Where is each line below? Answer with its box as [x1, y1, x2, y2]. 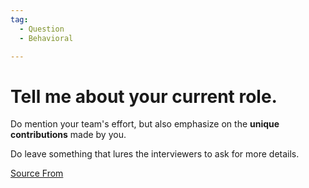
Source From [10, 167, 64, 180]
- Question [19, 24, 65, 34]
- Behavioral [19, 33, 74, 43]
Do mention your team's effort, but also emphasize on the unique [10, 118, 280, 130]
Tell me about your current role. [10, 85, 278, 108]
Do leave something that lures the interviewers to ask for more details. [10, 148, 300, 160]
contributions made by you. [10, 129, 127, 141]
